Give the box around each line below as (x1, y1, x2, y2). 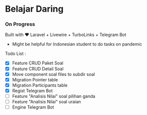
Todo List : (5, 51, 26, 57)
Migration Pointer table (12, 77, 58, 82)
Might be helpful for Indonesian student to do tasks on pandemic (12, 41, 142, 47)
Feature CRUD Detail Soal (12, 66, 64, 72)
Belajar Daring (5, 3, 64, 15)
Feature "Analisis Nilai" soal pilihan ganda (12, 93, 96, 99)
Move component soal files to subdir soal (12, 71, 95, 77)
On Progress (5, 21, 36, 28)
